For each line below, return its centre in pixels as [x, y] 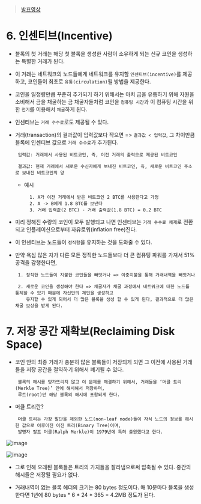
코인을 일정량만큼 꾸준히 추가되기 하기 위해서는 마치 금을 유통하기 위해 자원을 [105, 94]
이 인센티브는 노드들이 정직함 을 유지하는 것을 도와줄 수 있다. [83, 242]
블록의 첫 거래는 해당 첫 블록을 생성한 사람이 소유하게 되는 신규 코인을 [96, 53]
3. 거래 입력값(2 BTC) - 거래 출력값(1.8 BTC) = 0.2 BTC [95, 210]
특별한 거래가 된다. [43, 61]
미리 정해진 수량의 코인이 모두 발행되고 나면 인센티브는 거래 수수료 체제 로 [98, 222]
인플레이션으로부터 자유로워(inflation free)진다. [82, 229]
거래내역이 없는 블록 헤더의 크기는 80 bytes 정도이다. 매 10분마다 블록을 [99, 487]
